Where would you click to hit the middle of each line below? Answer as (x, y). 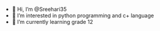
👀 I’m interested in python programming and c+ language (83, 15)
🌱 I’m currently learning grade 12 (53, 22)
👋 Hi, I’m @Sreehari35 (39, 9)
